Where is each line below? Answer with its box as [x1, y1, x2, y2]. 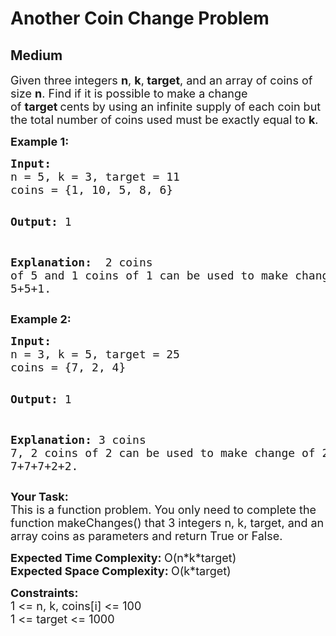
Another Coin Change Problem [10, 7, 270, 30]
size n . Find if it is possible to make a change [10, 87, 248, 101]
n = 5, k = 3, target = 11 [10, 170, 180, 184]
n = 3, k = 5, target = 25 [10, 347, 180, 361]
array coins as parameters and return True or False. [10, 529, 283, 543]
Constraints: [10, 586, 79, 600]
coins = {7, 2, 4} [10, 360, 127, 374]
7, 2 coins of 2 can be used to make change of [10, 446, 316, 460]
